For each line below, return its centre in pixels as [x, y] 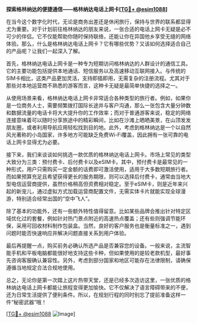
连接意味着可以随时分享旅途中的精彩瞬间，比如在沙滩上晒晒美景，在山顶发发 [98, 120]
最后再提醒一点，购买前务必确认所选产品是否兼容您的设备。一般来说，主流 [96, 245]
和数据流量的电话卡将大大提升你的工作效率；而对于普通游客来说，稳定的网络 [98, 113]
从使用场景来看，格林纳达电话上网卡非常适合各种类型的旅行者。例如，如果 [96, 98]
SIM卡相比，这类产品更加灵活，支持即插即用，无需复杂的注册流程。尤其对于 [98, 78]
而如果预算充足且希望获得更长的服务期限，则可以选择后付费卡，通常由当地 [96, 176]
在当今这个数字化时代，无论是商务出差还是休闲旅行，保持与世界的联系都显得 [98, 22]
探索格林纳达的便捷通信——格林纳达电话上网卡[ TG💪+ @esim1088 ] [87, 9]
